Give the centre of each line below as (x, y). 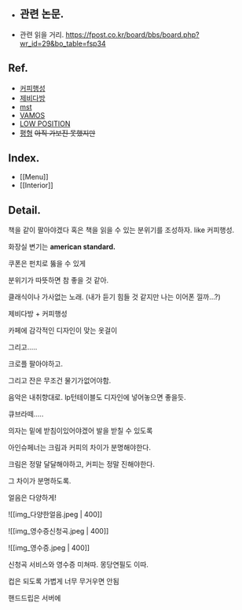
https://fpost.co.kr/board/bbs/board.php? (132, 35)
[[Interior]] (36, 185)
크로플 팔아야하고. (36, 364)
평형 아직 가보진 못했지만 (57, 133)
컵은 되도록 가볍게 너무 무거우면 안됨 (64, 582)
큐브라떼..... (26, 414)
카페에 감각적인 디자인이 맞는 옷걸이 (63, 331)
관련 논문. (42, 14)
